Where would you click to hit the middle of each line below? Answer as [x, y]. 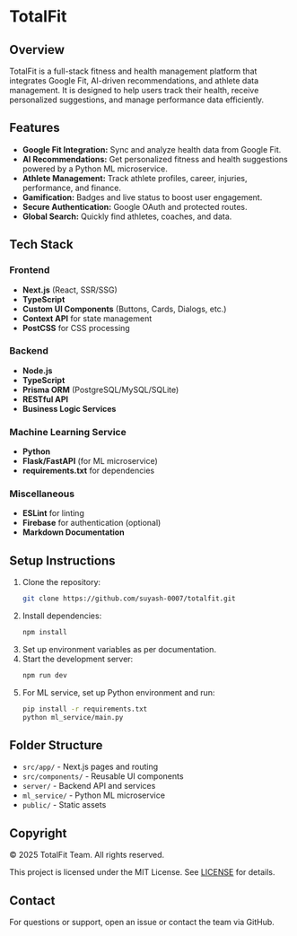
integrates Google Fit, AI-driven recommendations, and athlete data [134, 81]
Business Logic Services [69, 408]
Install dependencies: [62, 616]
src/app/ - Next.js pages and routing [90, 767]
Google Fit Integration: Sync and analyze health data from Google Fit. [152, 149]
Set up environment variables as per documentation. [119, 649]
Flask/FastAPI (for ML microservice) [90, 461]
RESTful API [45, 399]
